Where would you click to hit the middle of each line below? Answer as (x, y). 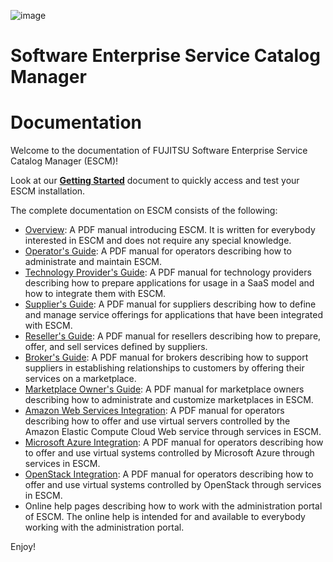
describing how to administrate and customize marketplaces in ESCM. (169, 400)
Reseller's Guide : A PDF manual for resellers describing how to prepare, (173, 336)
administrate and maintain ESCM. (93, 262)
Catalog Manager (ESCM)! (64, 161)
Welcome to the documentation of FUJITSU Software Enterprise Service (159, 151)
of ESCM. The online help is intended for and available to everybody (165, 517)
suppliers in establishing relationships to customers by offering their (164, 368)
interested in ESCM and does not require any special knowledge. (158, 241)
